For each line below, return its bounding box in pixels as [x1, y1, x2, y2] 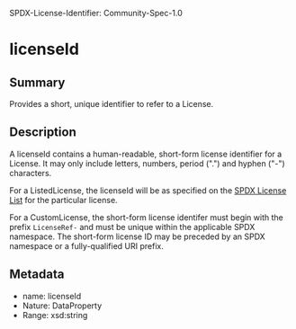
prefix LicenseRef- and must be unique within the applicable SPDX [9, 221, 256, 232]
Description [9, 125, 76, 140]
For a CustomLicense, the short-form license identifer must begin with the [9, 211, 283, 223]
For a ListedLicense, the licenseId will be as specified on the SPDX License [9, 184, 287, 196]
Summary [9, 75, 66, 90]
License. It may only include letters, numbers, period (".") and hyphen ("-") [9, 157, 285, 169]
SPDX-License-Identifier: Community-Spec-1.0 [9, 8, 183, 18]
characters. [9, 167, 52, 178]
